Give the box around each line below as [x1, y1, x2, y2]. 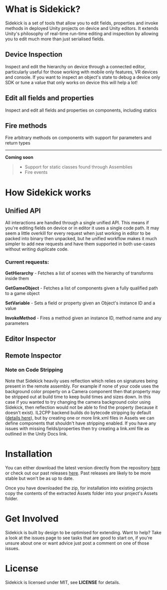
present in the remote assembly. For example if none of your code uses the [5, 383, 159, 389]
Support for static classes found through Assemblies [24, 164, 133, 170]
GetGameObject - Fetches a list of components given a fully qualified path [5, 285, 158, 291]
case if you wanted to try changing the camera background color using [5, 399, 151, 405]
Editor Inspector [5, 335, 56, 343]
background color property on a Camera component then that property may [5, 388, 161, 394]
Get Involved [5, 513, 59, 524]
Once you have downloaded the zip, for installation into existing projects [5, 485, 153, 491]
